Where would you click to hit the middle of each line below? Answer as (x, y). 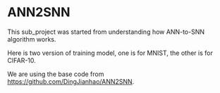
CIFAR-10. (22, 60)
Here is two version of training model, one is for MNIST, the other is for (110, 53)
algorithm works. (32, 39)
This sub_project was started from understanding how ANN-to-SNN (106, 32)
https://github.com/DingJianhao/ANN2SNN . (71, 81)
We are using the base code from (56, 74)
